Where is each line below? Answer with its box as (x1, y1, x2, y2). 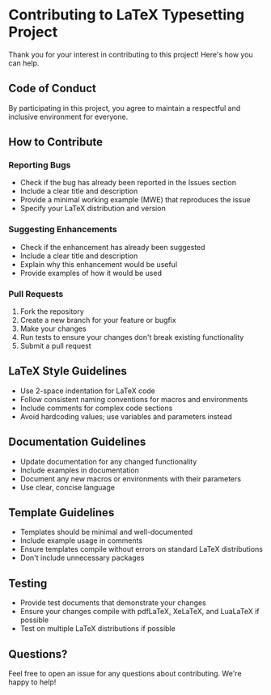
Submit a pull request (19, 341, 91, 351)
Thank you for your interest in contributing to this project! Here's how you (8, 49, 253, 59)
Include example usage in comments (19, 536, 143, 545)
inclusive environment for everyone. (8, 112, 129, 121)
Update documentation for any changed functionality (19, 456, 197, 466)
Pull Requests (8, 288, 64, 299)
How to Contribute (8, 135, 104, 149)
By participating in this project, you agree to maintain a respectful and (8, 103, 241, 112)
